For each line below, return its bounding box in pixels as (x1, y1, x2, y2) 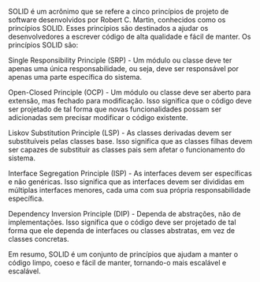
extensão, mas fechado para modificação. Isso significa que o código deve (8, 96, 252, 105)
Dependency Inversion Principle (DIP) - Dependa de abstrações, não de (8, 209, 241, 218)
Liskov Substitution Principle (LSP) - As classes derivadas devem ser (8, 128, 232, 137)
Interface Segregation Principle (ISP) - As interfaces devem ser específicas (8, 169, 252, 178)
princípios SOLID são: (8, 40, 79, 50)
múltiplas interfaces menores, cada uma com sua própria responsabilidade (8, 186, 251, 194)
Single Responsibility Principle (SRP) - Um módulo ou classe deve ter (8, 55, 232, 65)
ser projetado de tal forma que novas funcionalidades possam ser (8, 104, 222, 114)
